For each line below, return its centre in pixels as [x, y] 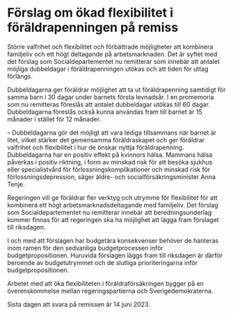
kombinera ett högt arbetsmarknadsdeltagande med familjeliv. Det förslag [113, 205]
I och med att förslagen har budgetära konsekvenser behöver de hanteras [113, 240]
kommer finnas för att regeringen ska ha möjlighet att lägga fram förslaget [113, 219]
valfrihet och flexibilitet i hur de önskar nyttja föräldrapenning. [96, 147]
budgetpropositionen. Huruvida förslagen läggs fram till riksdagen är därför [115, 255]
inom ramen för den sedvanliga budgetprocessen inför [85, 248]
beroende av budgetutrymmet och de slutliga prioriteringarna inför [103, 262]
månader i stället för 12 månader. [54, 119]
